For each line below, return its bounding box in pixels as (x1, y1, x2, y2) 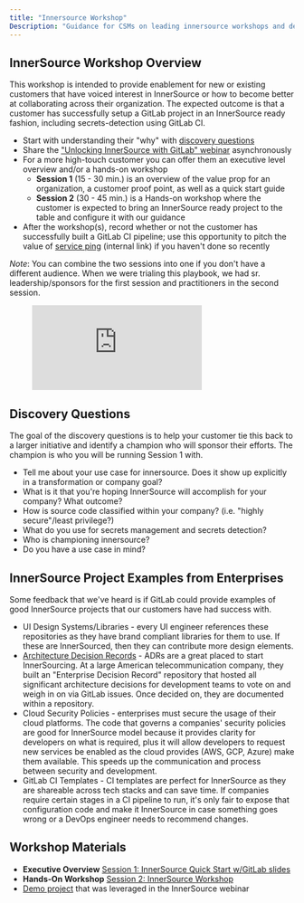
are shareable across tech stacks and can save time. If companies (22, 784, 270, 795)
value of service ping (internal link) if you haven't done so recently (22, 241, 271, 252)
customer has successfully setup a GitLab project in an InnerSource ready (9, 108, 286, 119)
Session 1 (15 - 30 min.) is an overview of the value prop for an (35, 174, 271, 185)
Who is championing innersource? (22, 535, 150, 546)
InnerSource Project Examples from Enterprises (9, 570, 284, 585)
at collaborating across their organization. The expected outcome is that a (9, 99, 285, 109)
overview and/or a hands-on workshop (22, 164, 168, 175)
